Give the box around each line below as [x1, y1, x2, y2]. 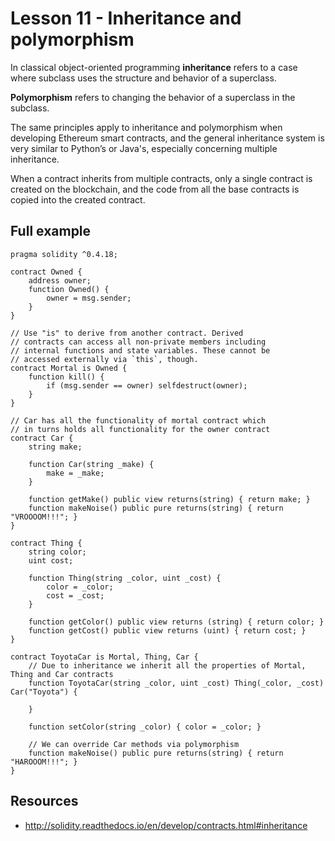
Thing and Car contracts [10, 669, 114, 679]
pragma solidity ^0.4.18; [10, 249, 118, 259]
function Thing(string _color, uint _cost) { [28, 573, 222, 583]
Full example [10, 223, 92, 240]
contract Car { [10, 433, 74, 443]
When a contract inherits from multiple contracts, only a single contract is [10, 172, 313, 184]
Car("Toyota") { [10, 687, 78, 697]
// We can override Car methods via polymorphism [28, 739, 240, 749]
